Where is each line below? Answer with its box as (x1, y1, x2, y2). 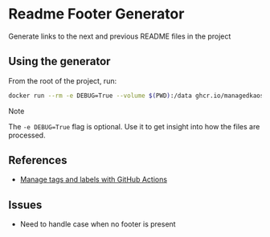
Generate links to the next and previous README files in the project (8, 31, 231, 41)
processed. (8, 130, 46, 140)
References (8, 153, 67, 167)
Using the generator (8, 55, 111, 68)
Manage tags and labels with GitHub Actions (19, 174, 167, 185)
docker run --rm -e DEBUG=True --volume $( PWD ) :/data (8, 92, 193, 100)
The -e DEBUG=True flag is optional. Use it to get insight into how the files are (8, 121, 260, 131)
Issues (8, 198, 43, 211)
